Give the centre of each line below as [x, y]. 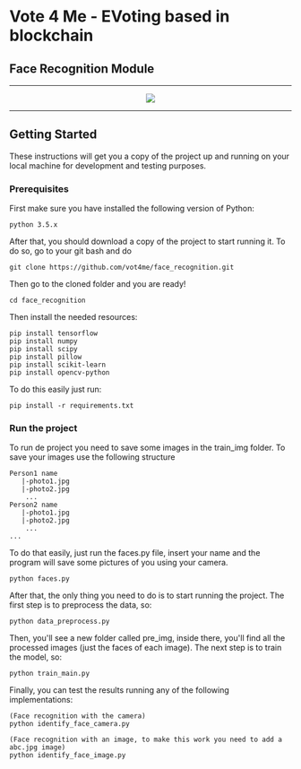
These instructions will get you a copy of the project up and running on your [149, 156]
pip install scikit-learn [57, 365]
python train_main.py [50, 674]
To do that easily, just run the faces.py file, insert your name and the [135, 553]
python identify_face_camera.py [69, 724]
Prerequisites [39, 188]
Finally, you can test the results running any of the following [120, 690]
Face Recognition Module [82, 69]
